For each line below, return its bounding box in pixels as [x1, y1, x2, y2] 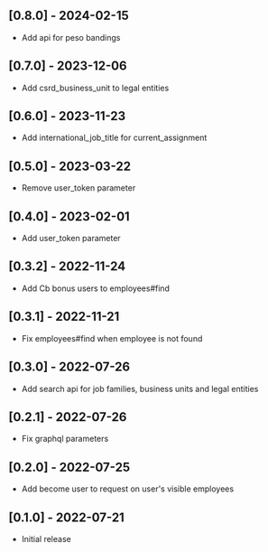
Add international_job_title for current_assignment [21, 132, 208, 144]
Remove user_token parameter [21, 182, 136, 193]
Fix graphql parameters [21, 434, 109, 444]
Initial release [21, 533, 71, 544]
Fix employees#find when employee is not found [21, 332, 203, 343]
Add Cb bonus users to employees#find [21, 283, 171, 294]
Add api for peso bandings [21, 32, 121, 42]
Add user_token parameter [21, 233, 121, 244]
